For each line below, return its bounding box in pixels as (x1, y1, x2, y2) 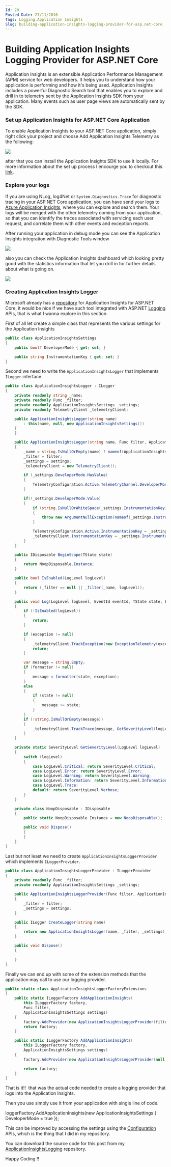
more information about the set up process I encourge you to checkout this (5, 163, 163, 170)
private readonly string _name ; (14, 393, 83, 398)
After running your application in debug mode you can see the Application (5, 230, 160, 236)
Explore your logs (5, 182, 50, 189)
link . (5, 169, 14, 175)
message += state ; (41, 703, 81, 708)
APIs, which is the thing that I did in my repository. (5, 1131, 110, 1137)
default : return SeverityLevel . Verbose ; (32, 788, 120, 793)
